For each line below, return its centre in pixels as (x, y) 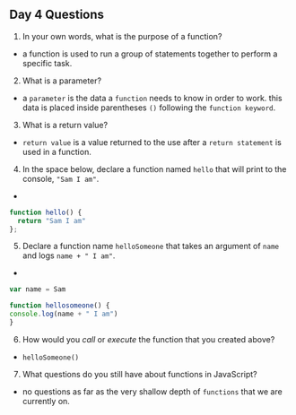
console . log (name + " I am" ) (64, 314)
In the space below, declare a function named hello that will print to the (154, 169)
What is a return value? (65, 125)
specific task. (47, 63)
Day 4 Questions (57, 15)
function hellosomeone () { (60, 306)
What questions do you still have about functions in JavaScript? (139, 374)
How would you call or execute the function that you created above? (148, 339)
